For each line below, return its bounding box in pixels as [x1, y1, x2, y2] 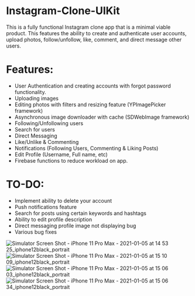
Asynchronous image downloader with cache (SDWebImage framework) [14, 113, 190, 120]
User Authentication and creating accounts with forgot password [14, 82, 171, 89]
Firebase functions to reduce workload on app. [14, 157, 128, 164]
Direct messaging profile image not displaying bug [14, 222, 136, 229]
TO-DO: [6, 178, 45, 191]
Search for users [14, 126, 56, 133]
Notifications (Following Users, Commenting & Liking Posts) [14, 144, 159, 152]
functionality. [14, 88, 46, 95]
